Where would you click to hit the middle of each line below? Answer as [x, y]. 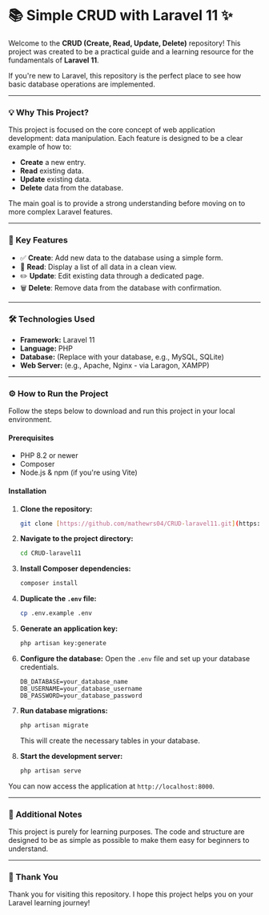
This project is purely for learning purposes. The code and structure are [126, 831]
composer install [49, 584]
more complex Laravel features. [61, 212]
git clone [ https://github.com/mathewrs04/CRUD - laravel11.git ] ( [129, 524]
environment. [30, 419]
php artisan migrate [54, 725]
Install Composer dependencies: [75, 568]
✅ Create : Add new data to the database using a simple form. [121, 258]
